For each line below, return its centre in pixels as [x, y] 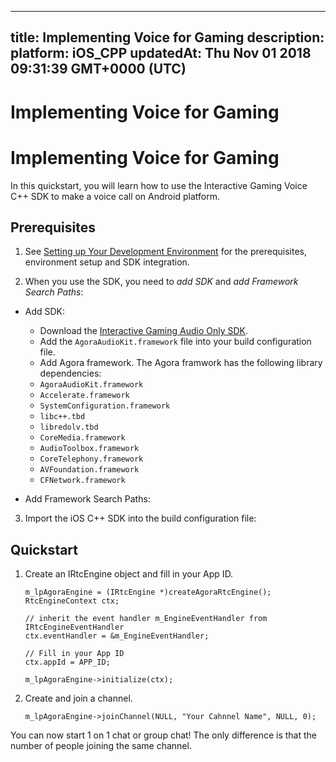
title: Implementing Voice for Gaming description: [167, 37]
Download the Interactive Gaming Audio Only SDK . [144, 331]
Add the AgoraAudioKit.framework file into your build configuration [175, 342]
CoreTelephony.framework [91, 459]
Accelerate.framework [84, 396]
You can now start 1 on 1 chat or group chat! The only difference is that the [163, 735]
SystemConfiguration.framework [105, 406]
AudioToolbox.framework [89, 449]
